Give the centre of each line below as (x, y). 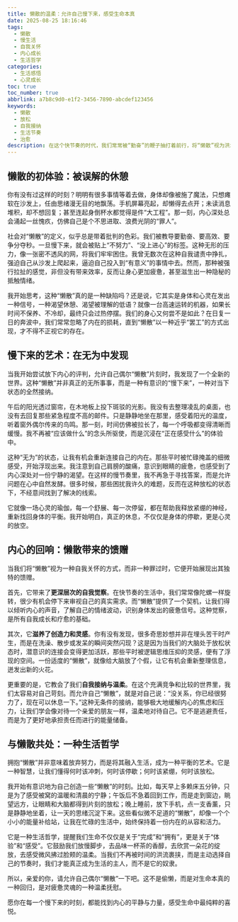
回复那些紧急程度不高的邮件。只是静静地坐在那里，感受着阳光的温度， (128, 415)
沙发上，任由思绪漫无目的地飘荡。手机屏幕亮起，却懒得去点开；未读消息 (125, 203)
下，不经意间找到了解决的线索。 (54, 493)
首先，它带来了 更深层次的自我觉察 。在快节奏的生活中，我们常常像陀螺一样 (116, 592)
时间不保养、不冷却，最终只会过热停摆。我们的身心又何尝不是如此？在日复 (116, 313)
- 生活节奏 (28, 133)
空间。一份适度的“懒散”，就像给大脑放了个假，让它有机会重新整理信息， (125, 660)
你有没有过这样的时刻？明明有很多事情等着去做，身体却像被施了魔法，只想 (116, 194)
